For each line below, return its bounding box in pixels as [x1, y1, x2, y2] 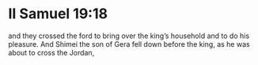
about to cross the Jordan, [8, 48, 95, 57]
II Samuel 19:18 [8, 5, 108, 23]
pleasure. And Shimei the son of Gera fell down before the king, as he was [8, 39, 251, 48]
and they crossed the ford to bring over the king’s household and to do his [8, 31, 250, 40]
